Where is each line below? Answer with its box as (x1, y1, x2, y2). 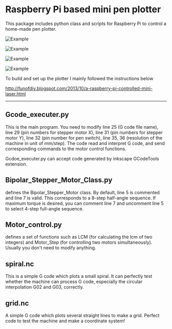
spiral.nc (5, 260, 34, 268)
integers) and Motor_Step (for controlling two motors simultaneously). (5, 239, 153, 246)
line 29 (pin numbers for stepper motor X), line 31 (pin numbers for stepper (5, 129, 163, 135)
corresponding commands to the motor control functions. (5, 146, 126, 152)
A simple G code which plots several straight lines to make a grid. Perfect (5, 313, 160, 318)
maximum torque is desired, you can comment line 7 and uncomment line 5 (5, 200, 164, 206)
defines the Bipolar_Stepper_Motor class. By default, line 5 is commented (5, 189, 160, 195)
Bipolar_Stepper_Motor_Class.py (5, 176, 113, 184)
